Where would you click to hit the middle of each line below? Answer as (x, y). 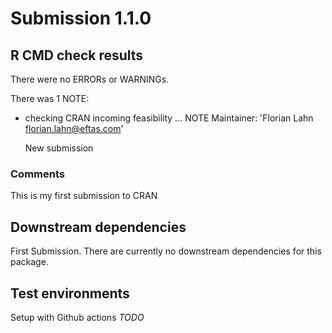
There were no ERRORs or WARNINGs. (90, 79)
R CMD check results (77, 55)
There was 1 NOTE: (50, 98)
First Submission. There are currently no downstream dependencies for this (166, 251)
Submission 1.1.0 (81, 18)
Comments (37, 174)
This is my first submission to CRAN (84, 196)
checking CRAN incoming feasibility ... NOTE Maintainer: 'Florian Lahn (169, 118)
